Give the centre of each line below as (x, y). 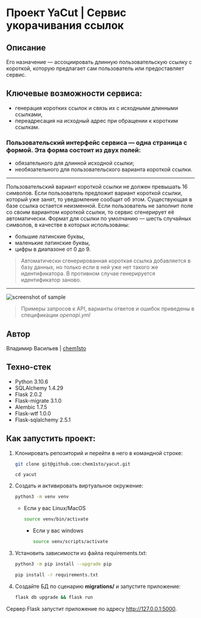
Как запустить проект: (51, 439)
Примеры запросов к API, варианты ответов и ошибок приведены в (107, 309)
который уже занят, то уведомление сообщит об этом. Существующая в (99, 199)
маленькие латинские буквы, (52, 243)
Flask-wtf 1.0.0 (33, 413)
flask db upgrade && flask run (54, 597)
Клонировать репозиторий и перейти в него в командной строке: (99, 453)
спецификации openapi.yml (56, 315)
